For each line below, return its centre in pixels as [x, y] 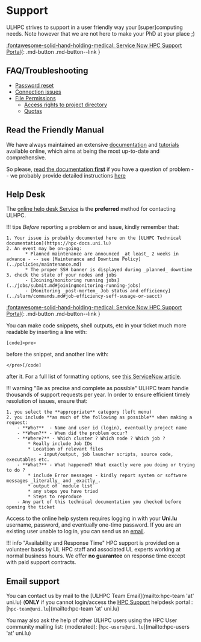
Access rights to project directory [65, 104]
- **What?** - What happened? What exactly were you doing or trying [106, 465]
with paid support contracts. [41, 562]
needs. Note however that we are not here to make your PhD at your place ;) [101, 33]
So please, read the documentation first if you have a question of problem [98, 169]
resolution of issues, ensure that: [47, 401]
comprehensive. [26, 157]
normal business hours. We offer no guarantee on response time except [96, 556]
